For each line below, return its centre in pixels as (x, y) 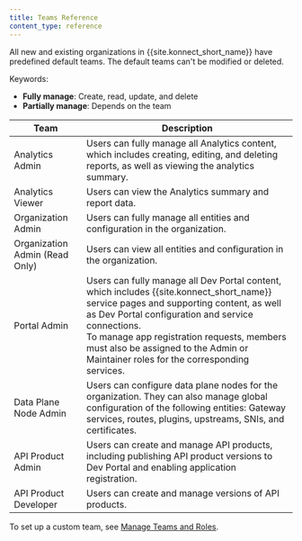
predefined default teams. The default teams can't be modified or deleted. (147, 61)
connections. (114, 325)
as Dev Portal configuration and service (170, 314)
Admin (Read (41, 255)
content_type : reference (56, 26)
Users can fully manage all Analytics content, (182, 143)
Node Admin (40, 413)
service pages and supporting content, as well (184, 302)
